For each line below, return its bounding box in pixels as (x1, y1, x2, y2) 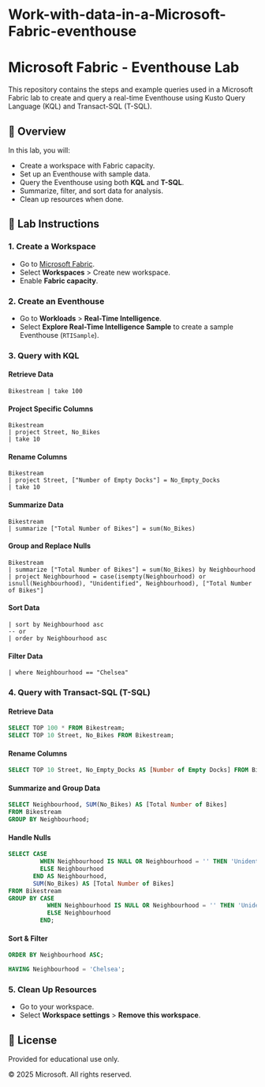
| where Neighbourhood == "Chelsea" (8, 668, 129, 677)
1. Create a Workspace (8, 241, 96, 252)
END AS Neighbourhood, (32, 872, 108, 880)
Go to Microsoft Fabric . (19, 259, 95, 268)
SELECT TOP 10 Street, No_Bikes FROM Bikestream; (8, 732, 175, 740)
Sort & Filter (8, 934, 48, 943)
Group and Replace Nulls (8, 541, 91, 551)
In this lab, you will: (8, 145, 71, 155)
